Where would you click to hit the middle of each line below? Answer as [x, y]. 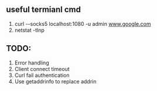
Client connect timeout [42, 69]
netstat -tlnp [30, 30]
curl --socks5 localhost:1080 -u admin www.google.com [83, 23]
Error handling [32, 63]
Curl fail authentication [42, 75]
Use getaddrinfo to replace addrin [55, 81]
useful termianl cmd [43, 10]
